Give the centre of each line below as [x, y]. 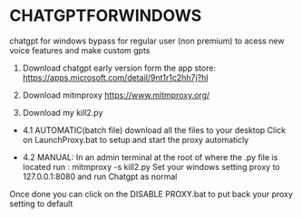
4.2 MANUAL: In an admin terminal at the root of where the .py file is [150, 157]
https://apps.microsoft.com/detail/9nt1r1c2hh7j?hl [115, 77]
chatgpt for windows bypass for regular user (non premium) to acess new [147, 41]
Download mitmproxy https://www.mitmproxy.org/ [116, 95]
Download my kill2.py [63, 112]
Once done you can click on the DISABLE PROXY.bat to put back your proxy [151, 194]
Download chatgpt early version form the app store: [119, 68]
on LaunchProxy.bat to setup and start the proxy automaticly [136, 139]
